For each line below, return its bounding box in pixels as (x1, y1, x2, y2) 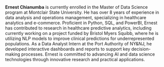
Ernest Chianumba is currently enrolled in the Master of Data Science (5, 4, 148, 10)
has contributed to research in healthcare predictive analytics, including (5, 25, 152, 31)
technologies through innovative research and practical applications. (5, 57, 145, 62)
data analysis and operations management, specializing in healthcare (5, 15, 147, 20)
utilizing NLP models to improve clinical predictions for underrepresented (5, 35, 155, 41)
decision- (131, 46, 151, 52)
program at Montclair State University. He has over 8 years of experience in (5, 9, 160, 15)
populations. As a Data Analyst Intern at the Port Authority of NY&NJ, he (5, 41, 152, 46)
